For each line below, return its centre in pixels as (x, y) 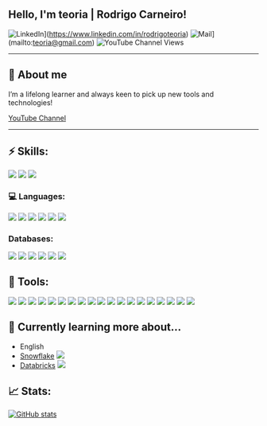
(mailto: (21, 42)
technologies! (31, 102)
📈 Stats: (30, 391)
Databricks (37, 365)
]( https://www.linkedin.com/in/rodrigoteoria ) (116, 33)
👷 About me (38, 75)
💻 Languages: (37, 197)
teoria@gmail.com (63, 42)
